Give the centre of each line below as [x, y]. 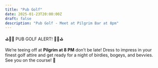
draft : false [18, 18]
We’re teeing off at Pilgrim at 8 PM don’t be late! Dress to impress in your [79, 50]
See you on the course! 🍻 [30, 60]
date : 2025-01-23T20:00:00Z [34, 14]
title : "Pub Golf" [24, 9]
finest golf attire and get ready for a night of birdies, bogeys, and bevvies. [79, 55]
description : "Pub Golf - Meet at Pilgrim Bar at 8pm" [62, 23]
